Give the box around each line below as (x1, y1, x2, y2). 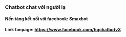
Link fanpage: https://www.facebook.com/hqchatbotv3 (5, 27, 121, 33)
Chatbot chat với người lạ (5, 4, 66, 11)
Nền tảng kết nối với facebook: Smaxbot (5, 16, 88, 22)
